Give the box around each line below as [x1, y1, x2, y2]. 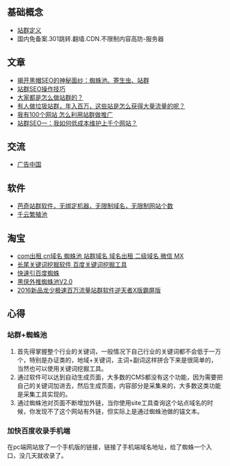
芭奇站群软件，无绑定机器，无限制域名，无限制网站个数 [16, 201, 173, 210]
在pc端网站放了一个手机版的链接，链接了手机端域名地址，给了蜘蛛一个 [7, 443, 207, 451]
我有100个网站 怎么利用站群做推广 [16, 110, 114, 119]
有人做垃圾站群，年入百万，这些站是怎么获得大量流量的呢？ [16, 101, 186, 110]
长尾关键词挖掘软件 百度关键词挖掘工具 [16, 260, 127, 269]
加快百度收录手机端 [7, 426, 71, 435]
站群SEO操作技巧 [16, 84, 66, 93]
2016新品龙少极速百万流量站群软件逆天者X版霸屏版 [16, 286, 162, 295]
